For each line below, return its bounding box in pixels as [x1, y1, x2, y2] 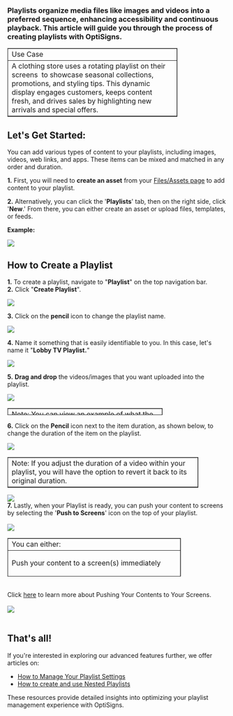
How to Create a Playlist [7, 259, 113, 271]
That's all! [7, 633, 52, 645]
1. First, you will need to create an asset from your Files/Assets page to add [7, 176, 225, 185]
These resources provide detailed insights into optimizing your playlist [7, 693, 209, 701]
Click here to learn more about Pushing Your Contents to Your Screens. [7, 590, 211, 598]
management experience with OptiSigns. [7, 701, 124, 709]
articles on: [7, 659, 40, 667]
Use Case [11, 50, 44, 59]
